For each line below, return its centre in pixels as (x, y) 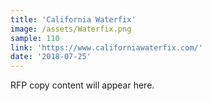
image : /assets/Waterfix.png (71, 29)
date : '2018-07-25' (51, 57)
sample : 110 (35, 38)
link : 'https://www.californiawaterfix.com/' (106, 47)
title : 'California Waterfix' (73, 19)
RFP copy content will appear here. (82, 85)
